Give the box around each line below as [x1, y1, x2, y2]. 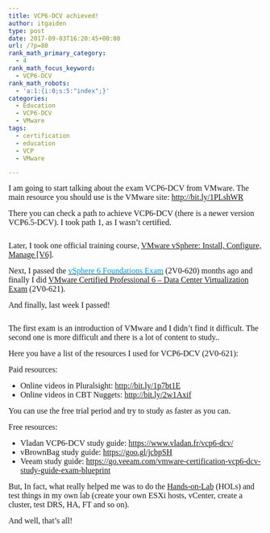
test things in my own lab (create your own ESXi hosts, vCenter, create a [8, 491, 243, 501]
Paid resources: [8, 364, 58, 375]
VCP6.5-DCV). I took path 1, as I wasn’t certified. [8, 218, 172, 227]
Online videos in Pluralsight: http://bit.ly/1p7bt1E [19, 381, 181, 391]
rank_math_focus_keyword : [8, 65, 95, 73]
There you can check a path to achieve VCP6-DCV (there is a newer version [8, 209, 255, 219]
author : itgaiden [8, 19, 67, 27]
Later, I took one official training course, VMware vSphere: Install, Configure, [8, 241, 262, 251]
